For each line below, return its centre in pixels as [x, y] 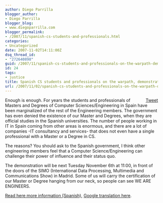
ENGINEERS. [18, 186]
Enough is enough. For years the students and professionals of [68, 100]
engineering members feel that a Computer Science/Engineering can [74, 151]
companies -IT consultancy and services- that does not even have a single [80, 131]
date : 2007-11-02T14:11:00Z [33, 50]
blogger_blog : [19, 23]
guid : [10, 64]
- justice [15, 77]
